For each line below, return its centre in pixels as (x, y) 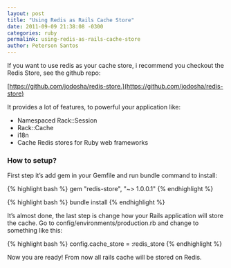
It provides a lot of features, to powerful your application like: (94, 107)
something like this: (35, 231)
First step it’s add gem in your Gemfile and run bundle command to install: (112, 176)
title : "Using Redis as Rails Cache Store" (71, 20)
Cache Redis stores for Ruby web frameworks (83, 142)
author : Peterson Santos (43, 46)
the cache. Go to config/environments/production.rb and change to (103, 223)
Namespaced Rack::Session (57, 120)
